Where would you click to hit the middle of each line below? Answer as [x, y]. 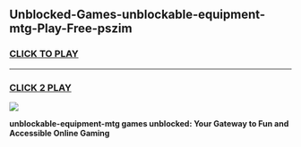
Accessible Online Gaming [60, 133]
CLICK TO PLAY [44, 54]
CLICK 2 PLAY [40, 87]
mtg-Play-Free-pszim [71, 29]
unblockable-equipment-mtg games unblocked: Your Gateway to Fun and [149, 123]
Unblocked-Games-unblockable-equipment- [138, 15]
